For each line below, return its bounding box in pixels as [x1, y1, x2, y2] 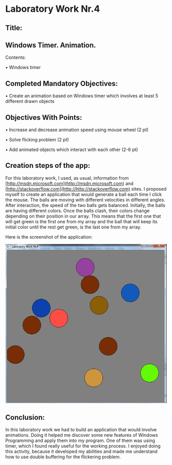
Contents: [5, 54, 26, 60]
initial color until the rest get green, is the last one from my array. [5, 224, 142, 230]
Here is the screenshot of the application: [5, 234, 93, 240]
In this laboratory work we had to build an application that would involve [5, 427, 157, 433]
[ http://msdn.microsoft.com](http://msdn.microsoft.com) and [5, 180, 134, 186]
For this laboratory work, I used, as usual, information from [5, 175, 129, 181]
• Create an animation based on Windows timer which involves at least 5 [5, 93, 159, 99]
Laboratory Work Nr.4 [5, 3, 100, 15]
